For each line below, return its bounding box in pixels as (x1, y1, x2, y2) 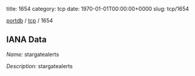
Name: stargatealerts (6, 50, 60, 58)
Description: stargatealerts (6, 62, 73, 69)
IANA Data (6, 35, 47, 45)
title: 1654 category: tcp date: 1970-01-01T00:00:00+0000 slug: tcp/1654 (6, 5, 190, 12)
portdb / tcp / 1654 (6, 17, 53, 24)
